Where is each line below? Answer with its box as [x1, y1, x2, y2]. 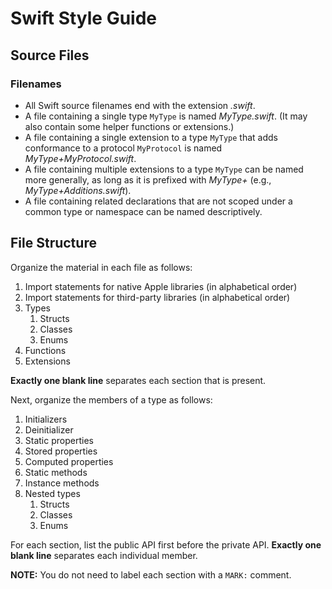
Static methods [24, 466, 88, 478]
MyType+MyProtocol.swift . [24, 152, 137, 164]
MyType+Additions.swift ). [24, 184, 132, 196]
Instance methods [24, 477, 100, 489]
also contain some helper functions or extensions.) [24, 120, 235, 132]
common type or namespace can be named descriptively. [24, 205, 263, 217]
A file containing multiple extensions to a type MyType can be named [24, 163, 304, 175]
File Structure [10, 235, 97, 252]
